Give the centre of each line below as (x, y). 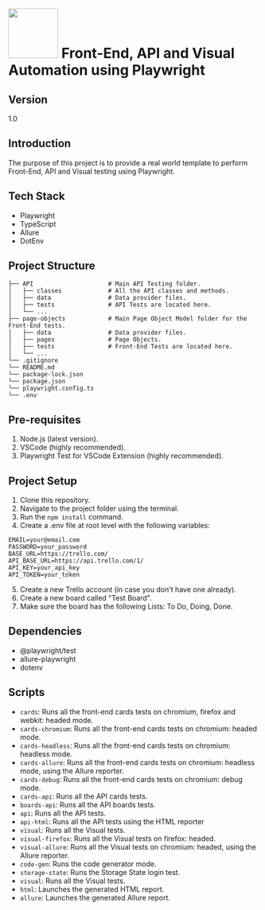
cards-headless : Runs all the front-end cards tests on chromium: (125, 745)
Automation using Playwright (107, 70)
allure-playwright (48, 659)
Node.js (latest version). (59, 439)
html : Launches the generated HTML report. (92, 889)
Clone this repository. (55, 500)
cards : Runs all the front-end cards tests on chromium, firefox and (128, 711)
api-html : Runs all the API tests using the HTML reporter (112, 821)
